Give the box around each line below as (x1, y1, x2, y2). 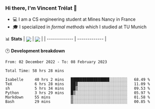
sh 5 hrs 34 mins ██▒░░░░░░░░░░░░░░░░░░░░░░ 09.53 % (5, 86, 150, 91)
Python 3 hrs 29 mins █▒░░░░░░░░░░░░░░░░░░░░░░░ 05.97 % (5, 90, 150, 95)
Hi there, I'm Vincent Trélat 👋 (5, 5, 77, 12)
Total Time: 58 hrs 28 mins (5, 68, 65, 74)
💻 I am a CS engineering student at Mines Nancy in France (12, 16, 136, 22)
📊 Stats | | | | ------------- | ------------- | (5, 36, 107, 42)
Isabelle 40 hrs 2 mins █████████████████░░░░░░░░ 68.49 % (5, 77, 150, 82)
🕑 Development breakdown (5, 48, 65, 54)
